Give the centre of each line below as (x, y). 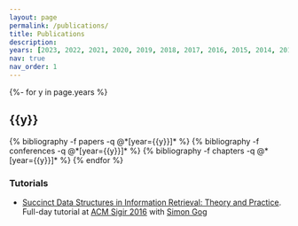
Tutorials (29, 183)
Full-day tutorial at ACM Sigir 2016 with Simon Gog (114, 211)
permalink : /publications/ (59, 26)
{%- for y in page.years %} (59, 92)
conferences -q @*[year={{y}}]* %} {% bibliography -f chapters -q (132, 151)
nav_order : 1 (33, 67)
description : (33, 42)
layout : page (33, 17)
